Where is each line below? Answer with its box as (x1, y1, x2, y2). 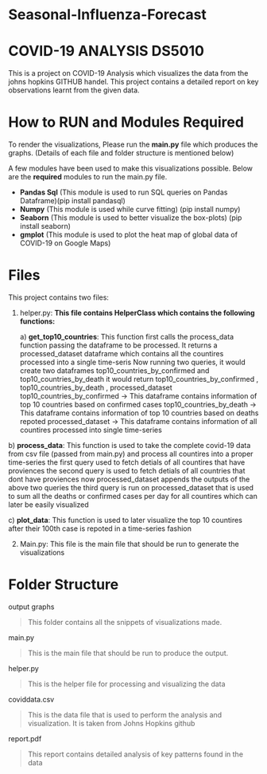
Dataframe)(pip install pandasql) (19, 196, 126, 206)
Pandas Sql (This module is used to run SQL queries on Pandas (19, 187, 228, 197)
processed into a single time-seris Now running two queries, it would (19, 357, 246, 367)
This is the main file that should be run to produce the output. (27, 648, 229, 658)
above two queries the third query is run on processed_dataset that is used (8, 483, 254, 492)
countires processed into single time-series (19, 425, 163, 434)
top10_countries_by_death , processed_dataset (19, 383, 172, 392)
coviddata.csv (8, 694, 55, 704)
